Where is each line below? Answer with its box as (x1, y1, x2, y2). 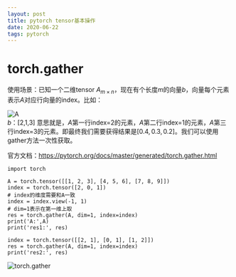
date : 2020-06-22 (7, 23, 59, 31)
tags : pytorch (7, 30, 50, 38)
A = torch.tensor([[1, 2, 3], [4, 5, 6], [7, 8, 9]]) (7, 177, 171, 185)
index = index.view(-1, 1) (7, 197, 87, 205)
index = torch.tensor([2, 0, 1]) (7, 184, 107, 191)
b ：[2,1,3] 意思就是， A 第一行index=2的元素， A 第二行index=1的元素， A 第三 (7, 118, 227, 127)
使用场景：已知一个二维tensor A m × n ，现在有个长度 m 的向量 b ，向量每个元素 (7, 85, 230, 95)
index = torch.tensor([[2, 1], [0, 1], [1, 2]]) (7, 236, 154, 244)
